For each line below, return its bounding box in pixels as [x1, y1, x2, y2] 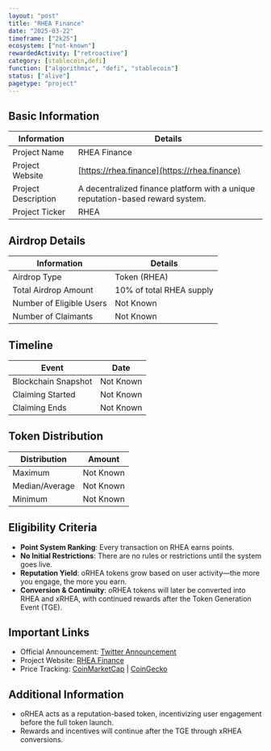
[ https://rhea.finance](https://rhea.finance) [77, 165, 241, 176]
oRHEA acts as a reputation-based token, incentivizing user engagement [19, 709, 262, 719]
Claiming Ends [12, 401, 67, 413]
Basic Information [8, 109, 100, 123]
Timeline [8, 338, 54, 352]
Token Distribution [8, 430, 103, 443]
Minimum [12, 493, 48, 505]
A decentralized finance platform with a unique [77, 183, 256, 195]
